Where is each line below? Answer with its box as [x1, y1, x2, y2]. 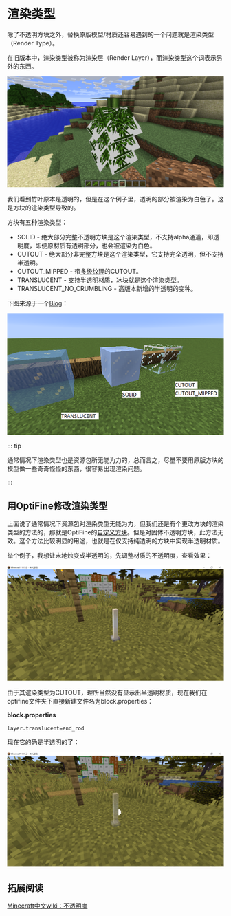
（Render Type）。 [7, 39, 58, 47]
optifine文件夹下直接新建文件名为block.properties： [7, 697, 153, 705]
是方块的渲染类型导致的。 [7, 204, 80, 212]
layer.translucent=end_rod [7, 725, 85, 732]
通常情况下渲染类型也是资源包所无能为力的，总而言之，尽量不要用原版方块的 [7, 456, 224, 464]
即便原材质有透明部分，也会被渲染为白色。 [35, 241, 156, 250]
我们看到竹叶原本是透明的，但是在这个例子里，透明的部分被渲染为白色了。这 [7, 195, 224, 203]
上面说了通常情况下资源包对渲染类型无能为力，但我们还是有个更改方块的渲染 [7, 519, 224, 527]
